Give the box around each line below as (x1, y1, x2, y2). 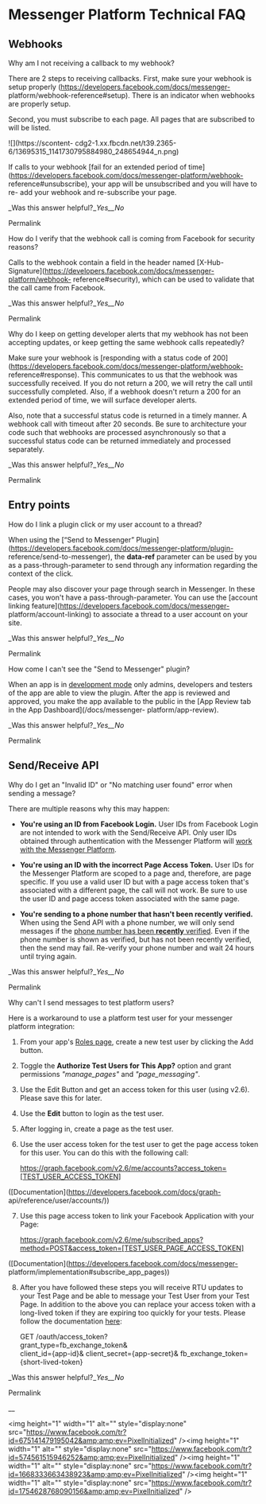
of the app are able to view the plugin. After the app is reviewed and (8, 688, 230, 698)
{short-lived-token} (19, 1357, 83, 1366)
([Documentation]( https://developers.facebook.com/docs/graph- (8, 1187, 222, 1196)
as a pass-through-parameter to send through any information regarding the (8, 560, 258, 569)
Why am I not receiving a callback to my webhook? (8, 58, 175, 68)
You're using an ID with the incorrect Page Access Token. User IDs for (19, 860, 254, 869)
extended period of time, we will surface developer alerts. (8, 395, 197, 405)
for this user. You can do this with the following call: (19, 1148, 189, 1157)
